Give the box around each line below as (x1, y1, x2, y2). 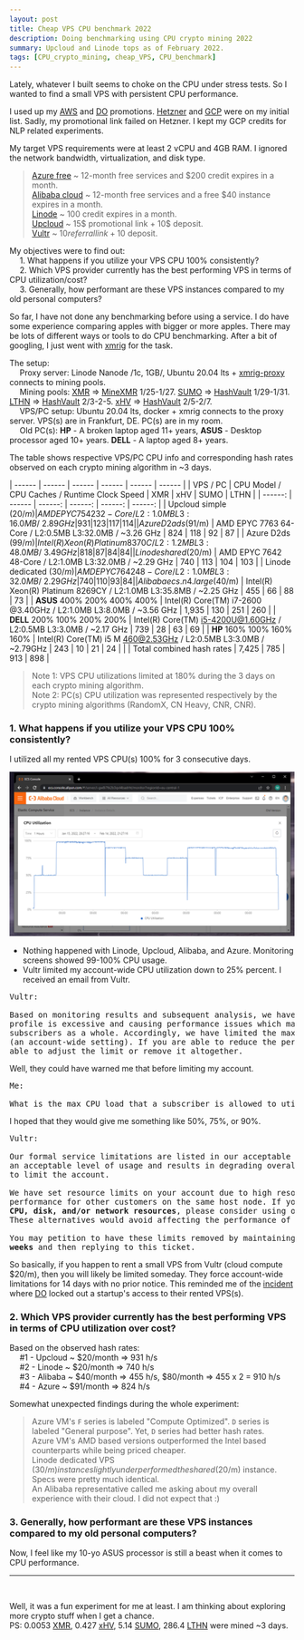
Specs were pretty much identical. (31, 1474, 160, 1485)
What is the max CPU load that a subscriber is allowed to (9, 1098, 278, 1109)
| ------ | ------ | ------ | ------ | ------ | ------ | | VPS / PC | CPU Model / (9, 480, 282, 490)
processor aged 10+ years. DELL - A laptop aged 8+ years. (9, 435, 229, 446)
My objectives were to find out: (9, 246, 126, 257)
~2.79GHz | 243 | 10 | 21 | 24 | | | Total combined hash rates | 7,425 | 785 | (9, 644, 286, 655)
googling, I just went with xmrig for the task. (9, 340, 174, 351)
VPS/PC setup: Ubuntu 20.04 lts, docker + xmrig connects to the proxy (19, 406, 284, 417)
